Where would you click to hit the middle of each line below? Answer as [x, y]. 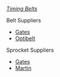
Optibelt [25, 38]
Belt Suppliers [24, 20]
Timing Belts [22, 9]
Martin [23, 68]
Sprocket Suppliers [30, 50]
